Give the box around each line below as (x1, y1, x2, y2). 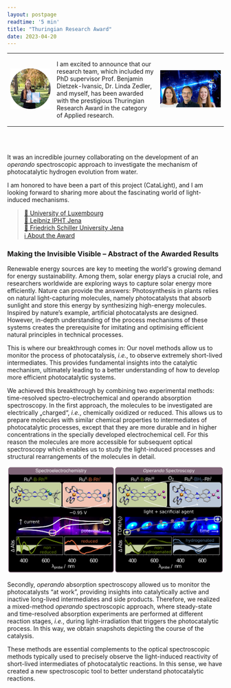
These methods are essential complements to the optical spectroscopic (7, 645, 210, 653)
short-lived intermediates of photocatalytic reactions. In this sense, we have (7, 659, 222, 668)
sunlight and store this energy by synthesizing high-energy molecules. (7, 301, 207, 310)
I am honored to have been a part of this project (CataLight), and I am (7, 181, 203, 189)
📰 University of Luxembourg (23, 209, 104, 217)
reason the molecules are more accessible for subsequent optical (7, 438, 192, 446)
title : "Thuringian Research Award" (7, 26, 112, 32)
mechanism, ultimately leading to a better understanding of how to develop (7, 366, 220, 374)
